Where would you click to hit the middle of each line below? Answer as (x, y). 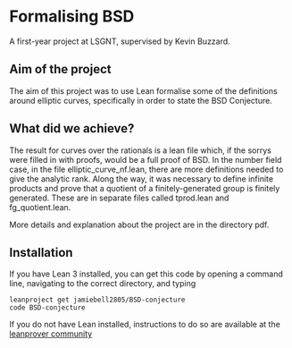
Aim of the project (60, 69)
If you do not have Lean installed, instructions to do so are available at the (145, 325)
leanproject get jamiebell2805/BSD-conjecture (97, 300)
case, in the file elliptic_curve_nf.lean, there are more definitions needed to (146, 169)
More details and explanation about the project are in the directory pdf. (139, 225)
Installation (41, 252)
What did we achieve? (72, 128)
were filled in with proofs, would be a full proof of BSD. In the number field (146, 159)
